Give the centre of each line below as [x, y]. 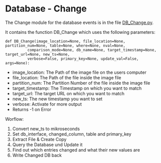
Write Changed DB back [37, 155]
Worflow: [14, 119]
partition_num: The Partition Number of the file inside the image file [81, 83]
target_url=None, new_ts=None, [38, 54]
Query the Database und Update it [47, 145]
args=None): [17, 63]
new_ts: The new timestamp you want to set [57, 99]
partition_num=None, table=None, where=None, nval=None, [65, 45]
